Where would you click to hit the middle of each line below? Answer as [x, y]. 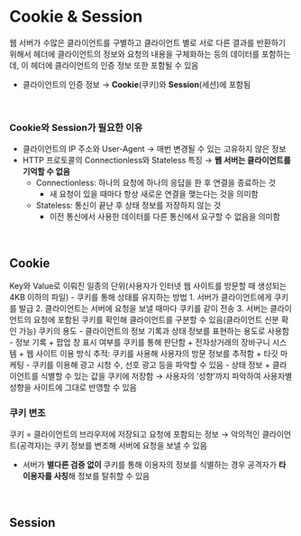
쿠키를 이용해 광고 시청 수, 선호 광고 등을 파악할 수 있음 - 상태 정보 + [151, 365]
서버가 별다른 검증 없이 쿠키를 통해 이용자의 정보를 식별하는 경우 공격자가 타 [154, 465]
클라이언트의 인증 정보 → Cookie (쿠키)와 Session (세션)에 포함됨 [137, 84]
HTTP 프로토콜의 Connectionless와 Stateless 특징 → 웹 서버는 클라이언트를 [156, 161]
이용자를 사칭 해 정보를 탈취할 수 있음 [86, 476]
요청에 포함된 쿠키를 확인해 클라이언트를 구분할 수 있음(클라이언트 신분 [156, 320]
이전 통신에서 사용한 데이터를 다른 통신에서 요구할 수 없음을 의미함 [165, 217]
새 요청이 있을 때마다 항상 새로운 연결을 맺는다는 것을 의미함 [154, 194]
